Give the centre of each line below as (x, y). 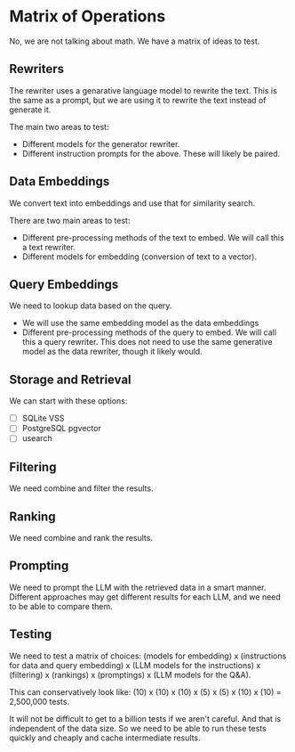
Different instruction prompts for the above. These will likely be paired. (151, 153)
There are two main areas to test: (70, 220)
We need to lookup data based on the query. (91, 306)
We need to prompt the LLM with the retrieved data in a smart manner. (138, 587)
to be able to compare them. (61, 606)
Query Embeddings (64, 284)
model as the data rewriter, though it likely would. (112, 351)
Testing (31, 634)
